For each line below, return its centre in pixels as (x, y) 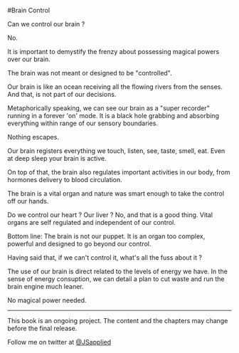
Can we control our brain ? (46, 24)
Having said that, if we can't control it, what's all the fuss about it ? (105, 258)
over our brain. (29, 59)
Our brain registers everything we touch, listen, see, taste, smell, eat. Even (116, 151)
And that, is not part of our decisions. (62, 94)
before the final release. (42, 328)
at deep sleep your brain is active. (57, 158)
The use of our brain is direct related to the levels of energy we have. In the (117, 271)
